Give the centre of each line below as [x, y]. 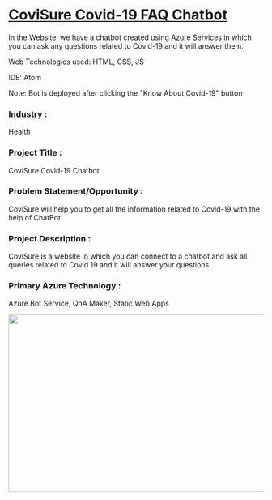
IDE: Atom [25, 77]
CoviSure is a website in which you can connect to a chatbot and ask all [128, 256]
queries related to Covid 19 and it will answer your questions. [110, 265]
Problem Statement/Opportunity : [76, 191]
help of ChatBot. [36, 217]
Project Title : [35, 153]
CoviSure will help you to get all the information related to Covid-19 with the [134, 209]
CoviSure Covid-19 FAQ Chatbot [118, 15]
